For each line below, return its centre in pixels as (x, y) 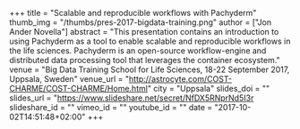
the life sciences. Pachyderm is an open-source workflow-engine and (138, 51)
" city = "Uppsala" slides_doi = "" (209, 89)
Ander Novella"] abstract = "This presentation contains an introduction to (144, 32)
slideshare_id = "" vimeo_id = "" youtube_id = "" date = (111, 107)
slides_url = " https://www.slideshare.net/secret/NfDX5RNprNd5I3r (132, 98)
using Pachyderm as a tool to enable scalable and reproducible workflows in (150, 41)
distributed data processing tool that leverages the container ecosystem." (145, 60)
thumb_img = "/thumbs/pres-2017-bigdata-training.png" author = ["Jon (140, 22)
